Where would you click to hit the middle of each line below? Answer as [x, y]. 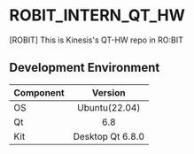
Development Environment [85, 68]
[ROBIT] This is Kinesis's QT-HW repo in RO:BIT [96, 40]
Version [109, 92]
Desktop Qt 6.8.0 [109, 136]
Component [39, 92]
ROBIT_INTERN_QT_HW [97, 15]
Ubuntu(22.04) [109, 107]
